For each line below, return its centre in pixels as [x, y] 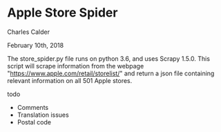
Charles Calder [29, 32]
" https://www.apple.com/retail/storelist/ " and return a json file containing [111, 73]
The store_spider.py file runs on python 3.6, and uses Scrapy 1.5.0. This [109, 58]
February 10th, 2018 [36, 45]
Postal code [34, 122]
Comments [33, 107]
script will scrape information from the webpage [76, 66]
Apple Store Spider [63, 13]
